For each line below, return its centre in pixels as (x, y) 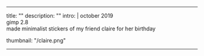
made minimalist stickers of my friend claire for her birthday (81, 29)
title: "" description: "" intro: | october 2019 (60, 16)
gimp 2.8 (17, 22)
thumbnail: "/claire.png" (36, 40)
